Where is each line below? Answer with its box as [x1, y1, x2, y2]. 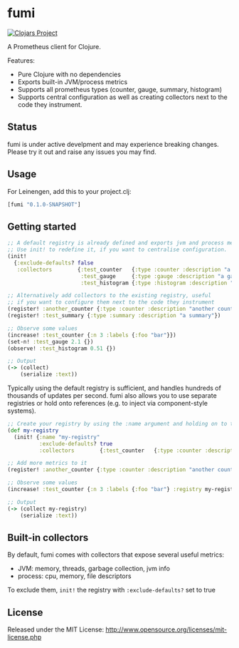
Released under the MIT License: [7, 625, 105, 634]
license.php [7, 633, 42, 642]
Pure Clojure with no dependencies [17, 70, 121, 78]
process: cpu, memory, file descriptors [17, 572, 132, 580]
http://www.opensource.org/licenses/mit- [105, 625, 228, 634]
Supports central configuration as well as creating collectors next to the [17, 93, 228, 101]
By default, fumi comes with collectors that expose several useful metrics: [7, 550, 225, 559]
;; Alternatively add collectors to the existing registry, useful [7, 292, 212, 299]
